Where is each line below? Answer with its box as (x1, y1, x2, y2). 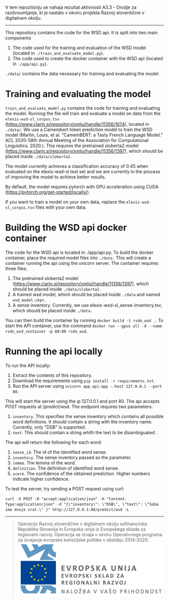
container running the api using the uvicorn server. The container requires (5, 260, 158, 266)
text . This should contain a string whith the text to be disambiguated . (12, 429, 157, 435)
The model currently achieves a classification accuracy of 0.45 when (5, 163, 148, 169)
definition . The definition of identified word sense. (12, 465, 119, 471)
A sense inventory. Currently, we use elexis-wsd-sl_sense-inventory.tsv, (12, 302, 162, 308)
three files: (5, 265, 28, 271)
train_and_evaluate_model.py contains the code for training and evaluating (5, 105, 160, 111)
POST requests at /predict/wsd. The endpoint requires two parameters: (5, 403, 153, 409)
